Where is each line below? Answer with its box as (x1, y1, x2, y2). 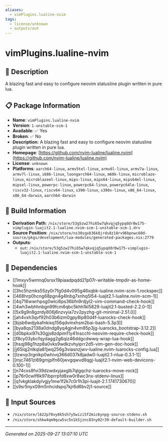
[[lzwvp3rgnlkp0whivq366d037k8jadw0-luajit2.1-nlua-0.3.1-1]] (12, 351, 141, 357)
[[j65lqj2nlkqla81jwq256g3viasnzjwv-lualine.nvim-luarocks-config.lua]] (12, 346, 159, 352)
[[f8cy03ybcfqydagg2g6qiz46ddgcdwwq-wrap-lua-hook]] (12, 335, 134, 341)
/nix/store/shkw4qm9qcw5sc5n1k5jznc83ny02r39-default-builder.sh (12, 417, 151, 422)
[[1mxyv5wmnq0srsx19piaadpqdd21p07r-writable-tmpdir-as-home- (12, 277, 152, 283)
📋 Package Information (5, 101, 80, 110)
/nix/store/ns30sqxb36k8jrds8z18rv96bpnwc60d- (48, 231, 147, 236)
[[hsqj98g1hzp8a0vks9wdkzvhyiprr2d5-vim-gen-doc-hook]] (12, 341, 138, 347)
